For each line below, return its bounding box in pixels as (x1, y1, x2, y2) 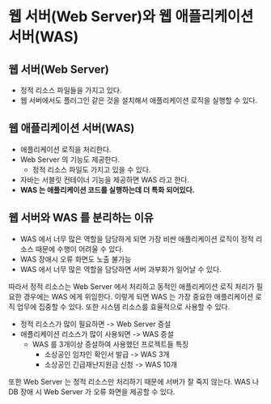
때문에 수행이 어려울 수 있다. (35, 244, 124, 253)
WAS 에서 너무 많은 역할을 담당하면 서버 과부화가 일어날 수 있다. (19, 264, 222, 274)
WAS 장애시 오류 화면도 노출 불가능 (19, 254, 132, 264)
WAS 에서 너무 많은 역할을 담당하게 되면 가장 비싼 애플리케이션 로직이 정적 (19, 234, 255, 244)
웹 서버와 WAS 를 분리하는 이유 (8, 211, 154, 225)
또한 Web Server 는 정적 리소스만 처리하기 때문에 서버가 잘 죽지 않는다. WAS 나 (8, 376, 260, 386)
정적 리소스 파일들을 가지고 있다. (19, 86, 122, 95)
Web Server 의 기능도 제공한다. (19, 155, 121, 164)
